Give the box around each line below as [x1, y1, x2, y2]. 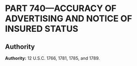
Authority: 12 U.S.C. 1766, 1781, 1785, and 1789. [5, 55, 100, 61]
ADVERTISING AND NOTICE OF [5, 13, 133, 24]
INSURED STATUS [5, 24, 79, 34]
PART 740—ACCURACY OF [5, 3, 117, 14]
